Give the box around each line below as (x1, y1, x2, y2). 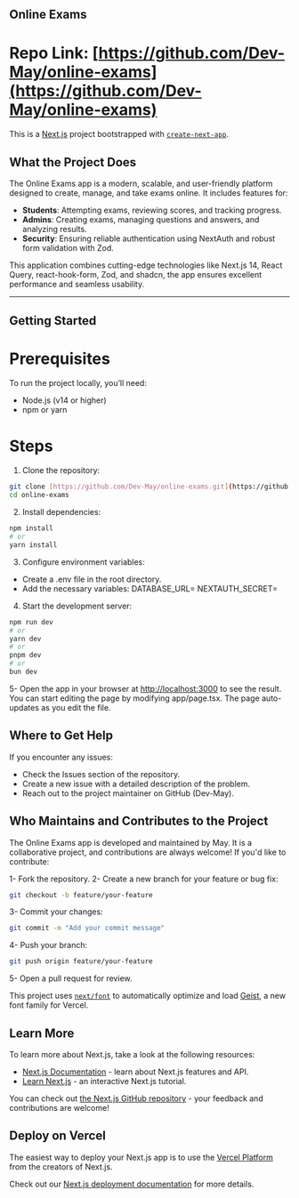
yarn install (9, 540, 58, 550)
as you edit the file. (41, 702, 111, 712)
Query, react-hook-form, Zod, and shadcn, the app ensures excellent (9, 269, 263, 280)
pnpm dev (9, 651, 42, 660)
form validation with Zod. (21, 243, 114, 253)
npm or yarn (21, 405, 68, 415)
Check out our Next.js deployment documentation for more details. (9, 1178, 255, 1189)
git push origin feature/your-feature (9, 957, 153, 966)
